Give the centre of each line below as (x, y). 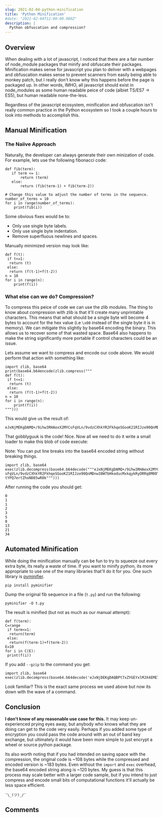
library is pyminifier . (25, 576)
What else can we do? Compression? (50, 297)
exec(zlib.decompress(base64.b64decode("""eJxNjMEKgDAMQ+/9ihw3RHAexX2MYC (82, 469)
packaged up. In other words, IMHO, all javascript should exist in (69, 85)
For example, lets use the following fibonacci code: (56, 160)
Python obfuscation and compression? (48, 28)
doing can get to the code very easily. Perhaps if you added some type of (79, 729)
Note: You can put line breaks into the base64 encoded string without (74, 451)
